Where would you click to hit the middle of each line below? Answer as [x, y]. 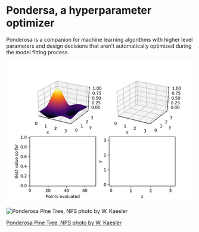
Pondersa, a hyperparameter [79, 10]
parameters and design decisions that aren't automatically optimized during [99, 46]
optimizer [30, 23]
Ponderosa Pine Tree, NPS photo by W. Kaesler [64, 222]
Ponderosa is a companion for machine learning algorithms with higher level [99, 39]
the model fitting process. [38, 52]
